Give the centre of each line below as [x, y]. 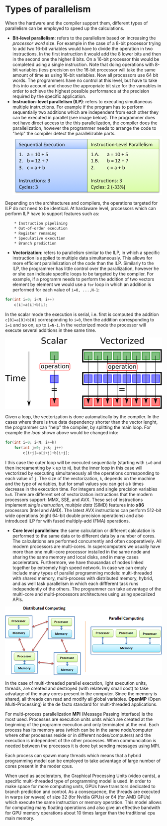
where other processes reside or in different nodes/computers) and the [78, 735]
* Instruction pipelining [41, 223]
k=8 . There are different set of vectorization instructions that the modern [79, 494]
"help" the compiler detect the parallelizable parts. [64, 133]
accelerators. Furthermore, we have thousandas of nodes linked [78, 562]
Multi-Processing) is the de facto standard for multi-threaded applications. [81, 704]
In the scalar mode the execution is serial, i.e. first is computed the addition [82, 314]
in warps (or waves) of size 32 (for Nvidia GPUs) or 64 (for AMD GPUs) [78, 797]
